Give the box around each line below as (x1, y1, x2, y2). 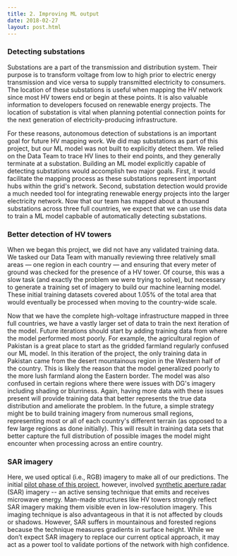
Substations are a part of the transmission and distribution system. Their (7, 63, 217, 71)
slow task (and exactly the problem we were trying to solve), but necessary (7, 275, 226, 283)
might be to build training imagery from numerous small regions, (7, 409, 194, 418)
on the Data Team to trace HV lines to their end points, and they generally (7, 151, 221, 160)
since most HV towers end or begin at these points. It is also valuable (7, 93, 208, 101)
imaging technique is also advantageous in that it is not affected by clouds (7, 510, 224, 519)
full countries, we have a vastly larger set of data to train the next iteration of (7, 319, 230, 327)
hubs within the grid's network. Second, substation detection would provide (7, 182, 228, 190)
